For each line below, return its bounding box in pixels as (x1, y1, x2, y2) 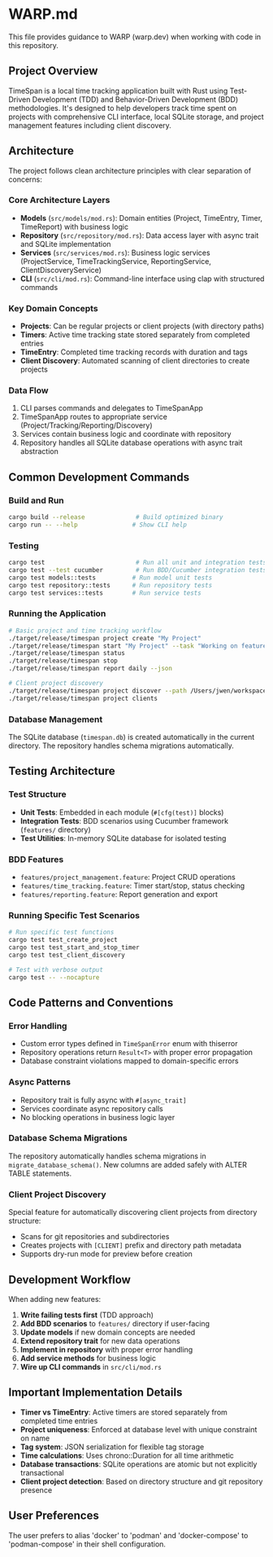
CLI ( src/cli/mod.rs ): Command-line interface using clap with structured (19, 274, 265, 284)
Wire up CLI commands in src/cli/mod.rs (19, 1361, 162, 1371)
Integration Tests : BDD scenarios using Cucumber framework (19, 816, 229, 825)
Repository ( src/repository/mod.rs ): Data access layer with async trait (19, 230, 259, 240)
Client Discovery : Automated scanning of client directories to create (19, 356, 250, 366)
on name (19, 1433, 50, 1443)
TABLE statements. (8, 1168, 72, 1178)
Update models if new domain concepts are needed (19, 1327, 196, 1337)
